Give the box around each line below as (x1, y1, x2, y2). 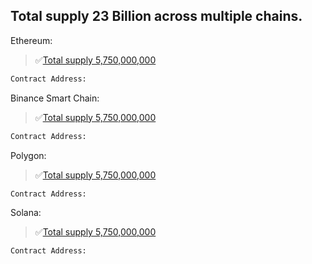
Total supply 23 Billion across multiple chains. (10, 8, 303, 25)
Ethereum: (10, 34, 53, 46)
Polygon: (10, 149, 47, 161)
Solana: (10, 207, 42, 219)
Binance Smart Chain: (10, 92, 100, 104)
